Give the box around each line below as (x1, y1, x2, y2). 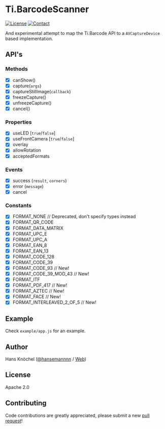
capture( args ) (12, 83, 42, 89)
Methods (5, 65, 28, 73)
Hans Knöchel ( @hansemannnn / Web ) (5, 356, 87, 362)
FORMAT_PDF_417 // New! (12, 282, 68, 289)
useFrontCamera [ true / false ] (12, 136, 75, 142)
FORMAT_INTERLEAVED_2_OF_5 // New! (12, 299, 96, 305)
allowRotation (12, 147, 42, 153)
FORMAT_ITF (12, 276, 41, 282)
